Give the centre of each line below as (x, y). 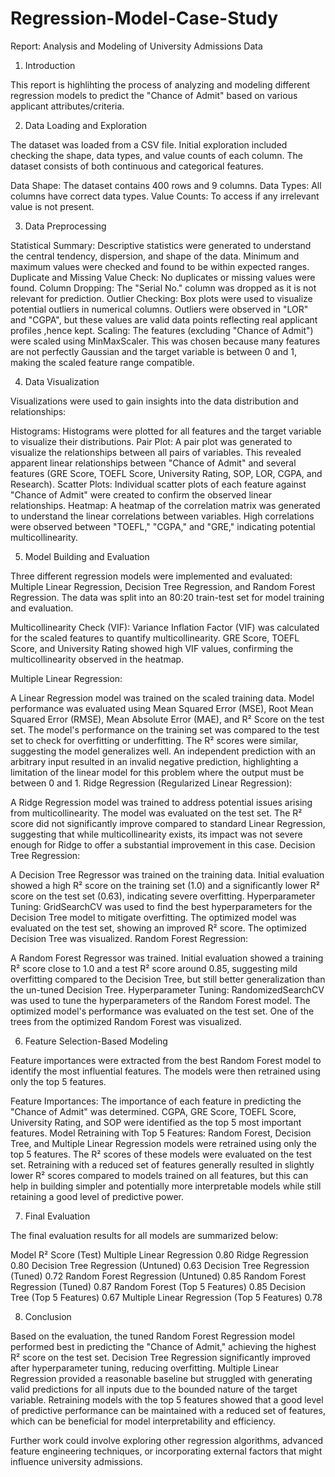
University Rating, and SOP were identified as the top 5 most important (156, 1122)
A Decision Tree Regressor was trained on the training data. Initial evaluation (167, 874)
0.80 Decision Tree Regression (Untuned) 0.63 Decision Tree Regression (160, 1265)
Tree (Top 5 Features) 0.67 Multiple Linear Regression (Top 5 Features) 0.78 (166, 1297)
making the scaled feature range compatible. (102, 362)
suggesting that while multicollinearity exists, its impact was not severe (156, 834)
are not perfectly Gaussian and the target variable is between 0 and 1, (153, 351)
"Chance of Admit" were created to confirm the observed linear (141, 494)
